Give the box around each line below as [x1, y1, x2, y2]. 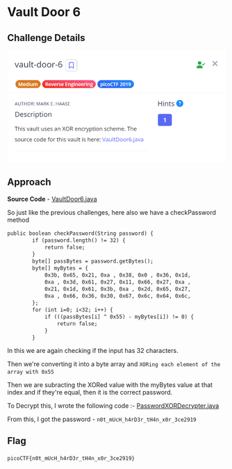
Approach [7, 176, 51, 188]
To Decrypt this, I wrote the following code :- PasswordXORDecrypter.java [7, 401, 219, 410]
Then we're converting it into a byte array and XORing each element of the [7, 359, 221, 368]
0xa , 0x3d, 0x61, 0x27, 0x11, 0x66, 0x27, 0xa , [44, 279, 191, 286]
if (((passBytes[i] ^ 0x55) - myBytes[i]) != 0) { [44, 313, 194, 320]
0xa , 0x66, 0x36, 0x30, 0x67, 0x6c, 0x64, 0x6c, [44, 293, 191, 299]
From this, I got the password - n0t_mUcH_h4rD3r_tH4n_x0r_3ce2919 [7, 415, 197, 423]
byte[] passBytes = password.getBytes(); [32, 258, 154, 265]
